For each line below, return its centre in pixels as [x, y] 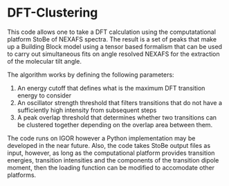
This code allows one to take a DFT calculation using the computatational [112, 32]
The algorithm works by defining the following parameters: [91, 75]
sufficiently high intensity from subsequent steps [87, 110]
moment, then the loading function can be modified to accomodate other [111, 167]
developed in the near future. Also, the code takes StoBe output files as [109, 145]
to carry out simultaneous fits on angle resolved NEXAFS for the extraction [113, 54]
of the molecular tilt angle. [44, 61]
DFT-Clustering [53, 13]
